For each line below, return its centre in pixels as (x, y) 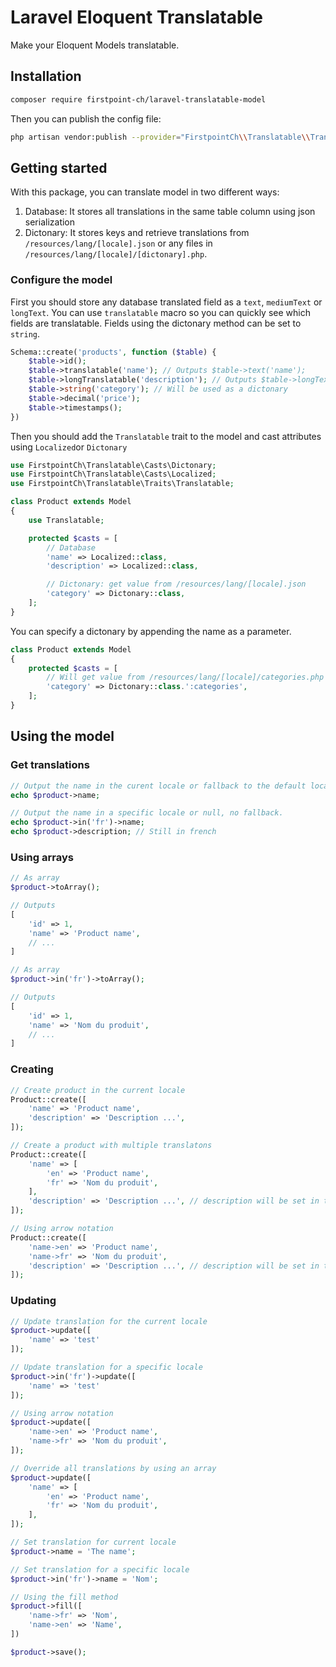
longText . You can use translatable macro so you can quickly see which (160, 312)
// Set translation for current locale (93, 1542)
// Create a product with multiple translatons (111, 1146)
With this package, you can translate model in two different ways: (145, 192)
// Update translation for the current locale (109, 1321)
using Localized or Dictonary (69, 447)
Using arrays (42, 857)
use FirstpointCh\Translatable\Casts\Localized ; (113, 474)
